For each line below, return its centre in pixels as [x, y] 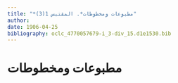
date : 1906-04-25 [33, 27]
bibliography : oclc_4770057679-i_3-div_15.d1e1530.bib [89, 33]
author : [19, 20]
